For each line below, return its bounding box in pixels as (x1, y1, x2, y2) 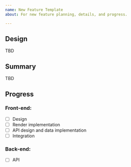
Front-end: (5, 105, 32, 112)
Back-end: (5, 145, 31, 152)
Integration (12, 133, 35, 139)
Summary (5, 62, 36, 71)
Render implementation (12, 121, 61, 127)
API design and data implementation (12, 127, 87, 133)
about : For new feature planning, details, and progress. (5, 12, 128, 17)
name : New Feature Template (5, 7, 64, 12)
